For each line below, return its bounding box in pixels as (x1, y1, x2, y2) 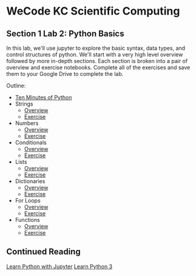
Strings (15, 100, 33, 107)
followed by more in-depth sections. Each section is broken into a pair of (6, 58, 188, 64)
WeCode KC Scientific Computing (6, 4, 180, 18)
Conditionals (15, 139, 47, 146)
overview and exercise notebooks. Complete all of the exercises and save (6, 64, 191, 71)
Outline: (6, 82, 26, 89)
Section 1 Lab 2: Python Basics (6, 29, 124, 39)
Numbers (15, 119, 39, 127)
